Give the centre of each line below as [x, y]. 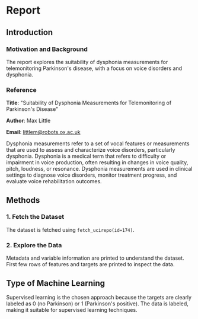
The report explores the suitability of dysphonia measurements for [87, 62]
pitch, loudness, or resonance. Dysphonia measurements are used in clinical [99, 169]
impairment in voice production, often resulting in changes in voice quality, [97, 162]
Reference [21, 90]
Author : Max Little [28, 121]
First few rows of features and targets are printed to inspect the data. [90, 264]
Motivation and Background [47, 49]
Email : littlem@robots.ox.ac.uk [44, 132]
